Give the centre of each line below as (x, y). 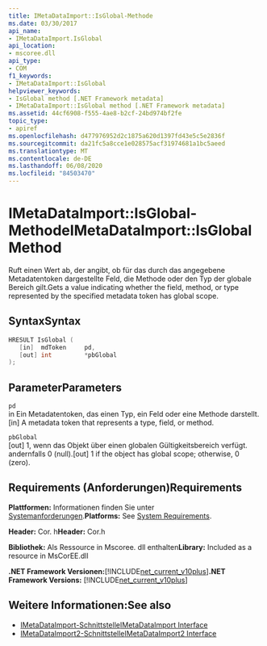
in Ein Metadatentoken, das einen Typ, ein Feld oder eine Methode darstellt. (134, 414)
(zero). (19, 463)
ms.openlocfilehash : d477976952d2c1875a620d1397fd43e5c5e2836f (117, 136)
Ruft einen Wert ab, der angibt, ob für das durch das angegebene (117, 270)
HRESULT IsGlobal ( (41, 340)
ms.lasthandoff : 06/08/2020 (56, 166)
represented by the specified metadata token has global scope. (114, 296)
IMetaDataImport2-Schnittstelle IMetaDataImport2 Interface (118, 633)
